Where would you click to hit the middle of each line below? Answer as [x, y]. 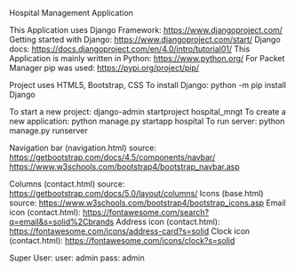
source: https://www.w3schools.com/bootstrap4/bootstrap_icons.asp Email [147, 203]
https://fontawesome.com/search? [146, 212]
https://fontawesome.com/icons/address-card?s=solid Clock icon [130, 231]
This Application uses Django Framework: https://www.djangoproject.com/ [146, 30]
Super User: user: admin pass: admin [77, 258]
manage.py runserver [49, 131]
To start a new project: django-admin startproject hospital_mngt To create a [147, 112]
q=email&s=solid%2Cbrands [62, 222]
